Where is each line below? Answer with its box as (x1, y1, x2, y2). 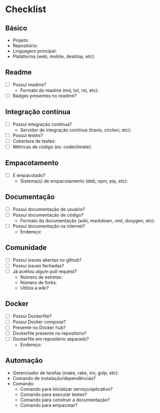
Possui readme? (12, 81, 47, 87)
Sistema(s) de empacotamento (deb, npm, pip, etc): (20, 178, 128, 184)
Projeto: (12, 37, 29, 43)
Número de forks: (20, 279, 57, 285)
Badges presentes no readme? (12, 92, 77, 98)
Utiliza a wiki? (20, 285, 49, 291)
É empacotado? (12, 172, 46, 178)
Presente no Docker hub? (12, 324, 66, 330)
